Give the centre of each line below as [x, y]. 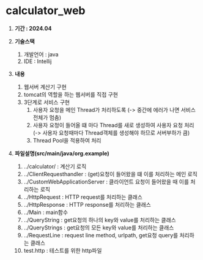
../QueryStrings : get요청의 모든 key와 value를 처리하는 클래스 [99, 228]
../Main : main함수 [46, 212]
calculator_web [46, 11]
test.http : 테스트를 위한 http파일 [63, 250]
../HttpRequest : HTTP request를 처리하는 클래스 [83, 197]
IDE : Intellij [38, 61]
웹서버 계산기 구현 [45, 87]
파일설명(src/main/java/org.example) [62, 153]
